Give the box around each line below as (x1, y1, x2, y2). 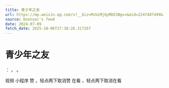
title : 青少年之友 (5, 7, 40, 13)
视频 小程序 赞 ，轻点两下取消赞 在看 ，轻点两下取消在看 (5, 77, 122, 83)
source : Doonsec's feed (5, 17, 55, 22)
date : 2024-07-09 (5, 21, 42, 27)
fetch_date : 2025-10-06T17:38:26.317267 (5, 26, 92, 31)
